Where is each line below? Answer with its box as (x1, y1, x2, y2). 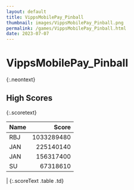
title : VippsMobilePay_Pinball (6, 14, 84, 20)
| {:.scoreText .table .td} (6, 177, 64, 184)
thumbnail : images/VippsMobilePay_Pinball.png (6, 20, 124, 26)
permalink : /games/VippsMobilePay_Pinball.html (6, 25, 127, 31)
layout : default (6, 8, 46, 15)
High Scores (6, 93, 52, 103)
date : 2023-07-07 (6, 31, 49, 37)
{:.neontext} (6, 76, 36, 83)
